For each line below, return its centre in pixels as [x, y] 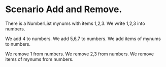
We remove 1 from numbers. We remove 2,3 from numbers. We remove [79, 54]
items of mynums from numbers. [39, 59]
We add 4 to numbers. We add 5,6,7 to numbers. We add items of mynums [83, 39]
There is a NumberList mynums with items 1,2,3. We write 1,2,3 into [75, 23]
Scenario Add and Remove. [64, 9]
